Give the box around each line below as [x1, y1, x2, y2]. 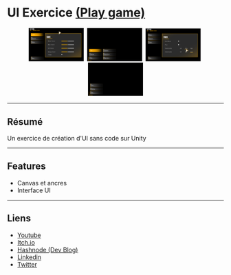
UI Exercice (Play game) [7, 5, 146, 21]
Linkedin [16, 253, 42, 261]
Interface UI [16, 186, 52, 194]
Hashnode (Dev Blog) [16, 245, 78, 254]
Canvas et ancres [16, 179, 67, 187]
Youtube [16, 231, 41, 239]
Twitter [16, 260, 38, 268]
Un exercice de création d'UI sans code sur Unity [7, 134, 146, 142]
